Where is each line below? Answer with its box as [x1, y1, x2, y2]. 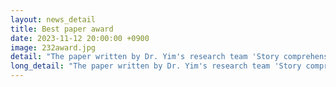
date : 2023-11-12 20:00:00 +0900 [10, 33, 150, 43]
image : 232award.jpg [10, 42, 97, 53]
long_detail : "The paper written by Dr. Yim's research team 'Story [10, 61, 302, 71]
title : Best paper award [10, 24, 114, 34]
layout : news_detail [10, 14, 97, 25]
